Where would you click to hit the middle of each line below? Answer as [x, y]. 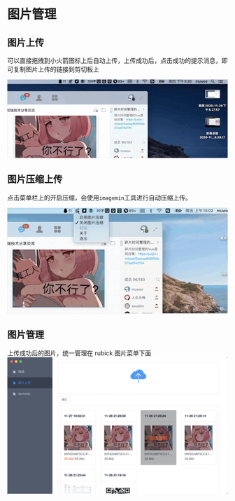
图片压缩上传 [35, 179]
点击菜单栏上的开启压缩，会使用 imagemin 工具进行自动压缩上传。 [100, 198]
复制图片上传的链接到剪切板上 [56, 69]
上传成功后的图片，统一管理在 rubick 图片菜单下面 [79, 353]
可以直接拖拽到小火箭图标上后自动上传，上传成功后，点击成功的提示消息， [114, 61]
